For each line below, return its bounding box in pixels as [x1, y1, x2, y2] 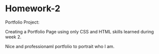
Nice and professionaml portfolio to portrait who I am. [5, 43, 115, 49]
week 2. [5, 34, 21, 40]
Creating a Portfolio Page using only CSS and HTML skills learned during [5, 28, 154, 34]
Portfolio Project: [5, 19, 40, 25]
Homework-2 [5, 3, 61, 14]
